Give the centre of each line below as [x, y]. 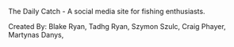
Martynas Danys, [36, 35]
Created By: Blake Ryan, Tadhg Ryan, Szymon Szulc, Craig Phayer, [117, 26]
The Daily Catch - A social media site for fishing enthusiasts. [107, 11]
